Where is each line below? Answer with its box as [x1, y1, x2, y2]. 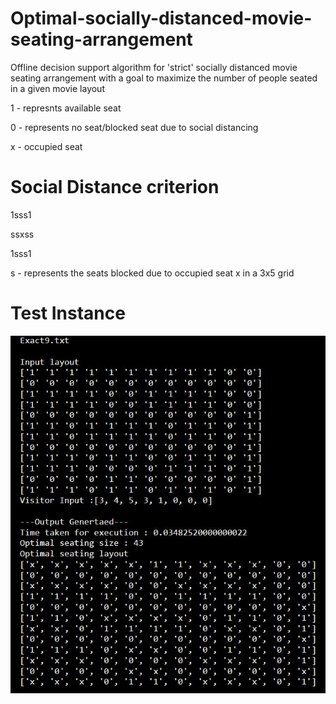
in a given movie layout [10, 82, 105, 94]
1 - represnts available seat [10, 102, 122, 114]
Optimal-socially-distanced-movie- [10, 7, 313, 30]
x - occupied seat [10, 140, 83, 152]
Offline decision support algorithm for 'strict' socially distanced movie [10, 61, 298, 73]
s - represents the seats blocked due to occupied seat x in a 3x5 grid [10, 267, 295, 279]
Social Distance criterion [10, 176, 220, 199]
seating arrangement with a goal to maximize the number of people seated [10, 72, 318, 84]
